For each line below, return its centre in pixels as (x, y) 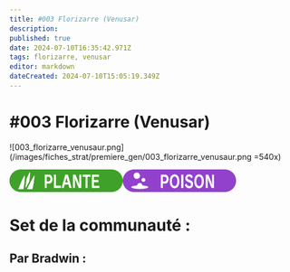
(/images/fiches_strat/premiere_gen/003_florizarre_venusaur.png (130, 156)
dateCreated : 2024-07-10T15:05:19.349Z (85, 77)
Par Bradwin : (48, 259)
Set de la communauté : (100, 225)
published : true (40, 38)
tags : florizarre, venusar (60, 57)
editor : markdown (42, 67)
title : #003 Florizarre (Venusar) (75, 19)
